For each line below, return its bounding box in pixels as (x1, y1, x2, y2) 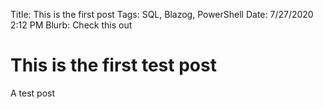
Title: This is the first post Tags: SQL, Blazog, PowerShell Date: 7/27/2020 (10, 9, 314, 20)
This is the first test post (10, 54, 217, 77)
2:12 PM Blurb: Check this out (10, 19, 133, 31)
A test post (10, 87, 56, 99)
